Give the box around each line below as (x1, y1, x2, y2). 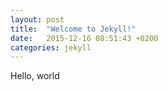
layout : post (10, 14, 65, 25)
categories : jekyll (10, 42, 92, 53)
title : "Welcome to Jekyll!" (10, 24, 137, 34)
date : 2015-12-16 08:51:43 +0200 (10, 33, 159, 43)
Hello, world (10, 70, 60, 82)
